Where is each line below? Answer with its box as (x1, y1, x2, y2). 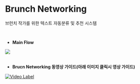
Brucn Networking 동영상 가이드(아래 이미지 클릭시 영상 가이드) (12, 63, 136, 69)
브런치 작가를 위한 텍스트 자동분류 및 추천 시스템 (5, 20, 97, 26)
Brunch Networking (5, 3, 87, 15)
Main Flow (12, 39, 34, 45)
